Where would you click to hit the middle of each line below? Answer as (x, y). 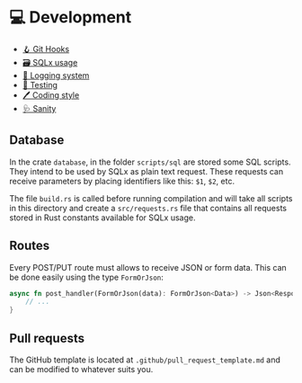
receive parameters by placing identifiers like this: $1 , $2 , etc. (122, 181)
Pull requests (47, 338)
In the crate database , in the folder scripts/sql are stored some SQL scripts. (150, 162)
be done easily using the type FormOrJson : (87, 277)
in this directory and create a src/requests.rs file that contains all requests (148, 208)
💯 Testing (40, 85)
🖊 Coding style (51, 94)
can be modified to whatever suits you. (81, 369)
